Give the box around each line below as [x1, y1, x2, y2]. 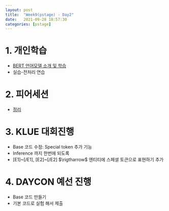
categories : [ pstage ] [5, 21, 51, 27]
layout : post [5, 7, 33, 13]
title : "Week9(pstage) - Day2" [5, 12, 74, 17]
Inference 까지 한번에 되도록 [12, 150, 70, 156]
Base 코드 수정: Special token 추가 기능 [12, 144, 93, 150]
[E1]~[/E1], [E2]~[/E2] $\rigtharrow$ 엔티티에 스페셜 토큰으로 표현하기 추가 [12, 157, 164, 163]
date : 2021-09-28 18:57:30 [5, 17, 67, 22]
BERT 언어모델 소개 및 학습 [12, 63, 67, 69]
